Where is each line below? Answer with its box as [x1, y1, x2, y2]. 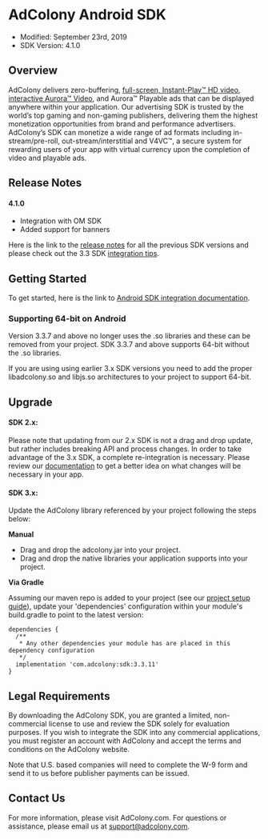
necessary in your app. [8, 469, 84, 479]
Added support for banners [19, 225, 110, 234]
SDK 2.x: [8, 418, 38, 427]
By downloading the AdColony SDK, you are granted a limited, [8, 710, 213, 721]
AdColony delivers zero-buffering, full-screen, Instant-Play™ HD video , [8, 85, 241, 94]
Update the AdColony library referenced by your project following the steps [8, 505, 257, 515]
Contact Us [8, 792, 66, 805]
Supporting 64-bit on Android [8, 314, 126, 325]
